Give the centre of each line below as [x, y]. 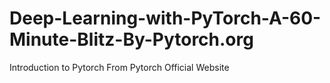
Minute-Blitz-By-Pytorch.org [131, 39]
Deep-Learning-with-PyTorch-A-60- [165, 18]
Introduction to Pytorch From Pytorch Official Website [119, 67]
